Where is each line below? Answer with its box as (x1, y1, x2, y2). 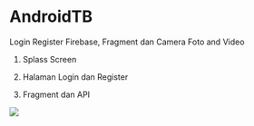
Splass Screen (22, 53, 77, 64)
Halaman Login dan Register (22, 71, 129, 82)
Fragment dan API (22, 89, 91, 100)
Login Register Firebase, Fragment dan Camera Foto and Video (9, 36, 245, 47)
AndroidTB (9, 6, 93, 27)
